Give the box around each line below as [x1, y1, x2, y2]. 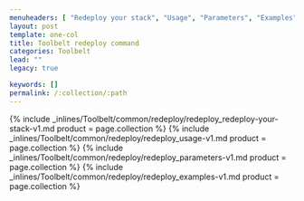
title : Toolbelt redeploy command [9, 38, 140, 48]
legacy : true [9, 64, 59, 73]
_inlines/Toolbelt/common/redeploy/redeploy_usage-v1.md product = [9, 132, 267, 143]
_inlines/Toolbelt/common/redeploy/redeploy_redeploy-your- [52, 113, 279, 124]
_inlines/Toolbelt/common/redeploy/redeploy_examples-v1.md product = [9, 171, 280, 182]
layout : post [9, 22, 59, 31]
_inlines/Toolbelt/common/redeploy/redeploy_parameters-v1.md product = [9, 151, 287, 163]
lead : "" [9, 55, 43, 64]
